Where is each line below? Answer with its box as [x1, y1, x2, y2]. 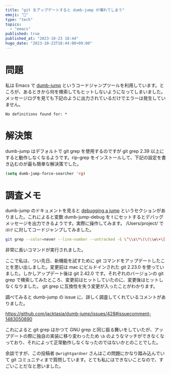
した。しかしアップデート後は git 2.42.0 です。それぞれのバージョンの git [9, 270, 164, 276]
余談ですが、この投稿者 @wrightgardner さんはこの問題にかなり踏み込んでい [5, 350, 165, 357]
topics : [5, 21, 22, 27]
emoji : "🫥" [5, 12, 29, 17]
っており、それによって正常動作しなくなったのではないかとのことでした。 [5, 339, 161, 345]
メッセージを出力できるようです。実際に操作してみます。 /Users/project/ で [5, 220, 164, 226]
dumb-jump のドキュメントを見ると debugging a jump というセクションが [5, 207, 161, 214]
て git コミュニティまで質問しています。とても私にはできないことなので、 [5, 357, 159, 363]
